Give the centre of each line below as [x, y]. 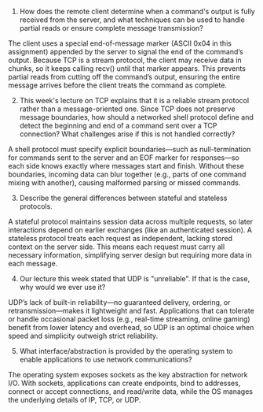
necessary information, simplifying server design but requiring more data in [130, 255]
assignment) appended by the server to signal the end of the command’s [126, 52]
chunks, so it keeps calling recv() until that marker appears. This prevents [127, 69]
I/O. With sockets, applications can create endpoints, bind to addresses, [124, 383]
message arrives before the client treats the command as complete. [118, 85]
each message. [33, 264]
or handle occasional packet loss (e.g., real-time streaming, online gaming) [129, 319]
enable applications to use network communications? [106, 359]
